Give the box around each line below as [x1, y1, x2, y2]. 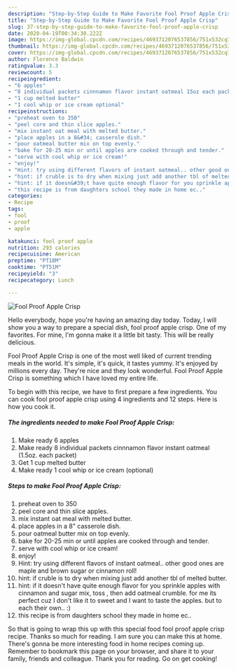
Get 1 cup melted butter [18, 458, 86, 466]
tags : [8, 206, 24, 213]
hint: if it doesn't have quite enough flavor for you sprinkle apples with [18, 581, 221, 589]
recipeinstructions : [8, 108, 69, 115]
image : [8, 36, 27, 43]
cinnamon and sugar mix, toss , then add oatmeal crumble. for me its [18, 589, 216, 597]
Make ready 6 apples [18, 435, 79, 445]
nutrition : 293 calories [8, 244, 81, 251]
